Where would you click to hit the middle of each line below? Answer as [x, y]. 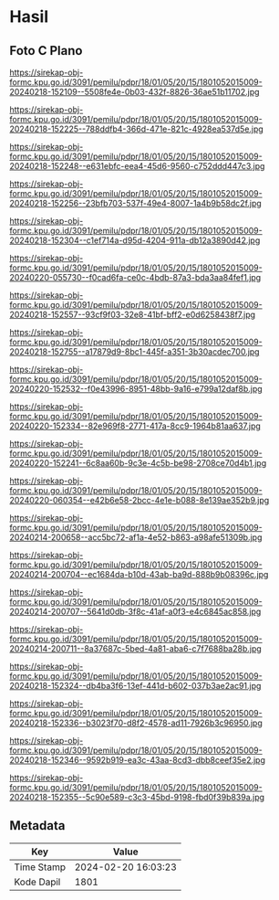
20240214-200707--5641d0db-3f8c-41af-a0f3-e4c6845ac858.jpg [135, 611]
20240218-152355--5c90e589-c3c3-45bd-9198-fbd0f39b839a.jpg [137, 797]
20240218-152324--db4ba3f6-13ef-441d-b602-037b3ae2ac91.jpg [135, 686]
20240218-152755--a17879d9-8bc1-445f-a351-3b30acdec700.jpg [134, 352]
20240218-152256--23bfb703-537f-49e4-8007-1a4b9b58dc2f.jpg [135, 203]
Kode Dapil [37, 882]
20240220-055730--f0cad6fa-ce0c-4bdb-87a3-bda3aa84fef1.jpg [135, 277]
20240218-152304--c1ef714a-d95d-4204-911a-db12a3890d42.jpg [135, 240]
